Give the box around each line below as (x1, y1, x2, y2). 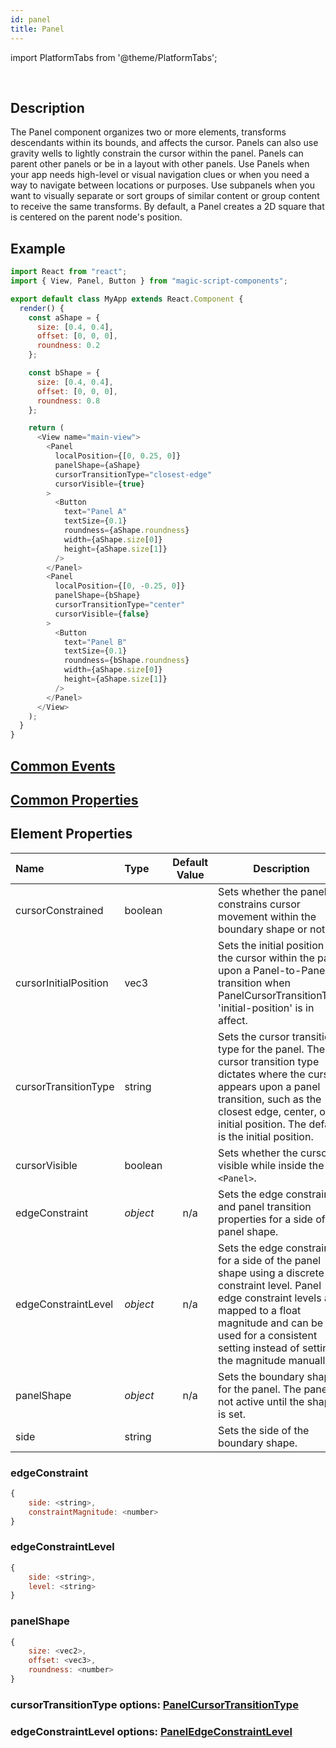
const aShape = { (28, 312, 101, 323)
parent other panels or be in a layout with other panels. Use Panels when (10, 158, 310, 170)
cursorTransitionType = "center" (54, 600, 186, 610)
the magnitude (218, 1353, 287, 1367)
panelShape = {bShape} (54, 591, 141, 601)
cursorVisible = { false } (54, 609, 150, 619)
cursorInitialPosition (15, 976, 109, 990)
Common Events (10, 757, 116, 775)
